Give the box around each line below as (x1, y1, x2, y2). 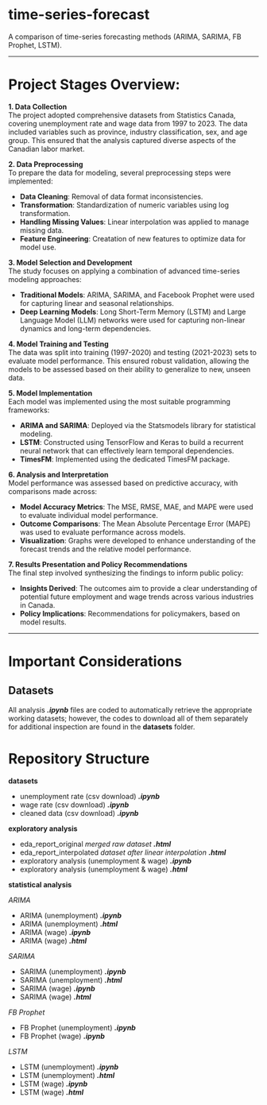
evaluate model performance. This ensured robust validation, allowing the (8, 356, 250, 365)
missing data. (19, 225, 64, 235)
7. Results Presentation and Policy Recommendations (8, 559, 188, 569)
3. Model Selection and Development (8, 257, 133, 267)
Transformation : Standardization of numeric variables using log (19, 200, 229, 210)
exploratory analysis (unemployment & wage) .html (19, 864, 188, 874)
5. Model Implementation (8, 388, 93, 398)
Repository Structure (8, 750, 150, 768)
